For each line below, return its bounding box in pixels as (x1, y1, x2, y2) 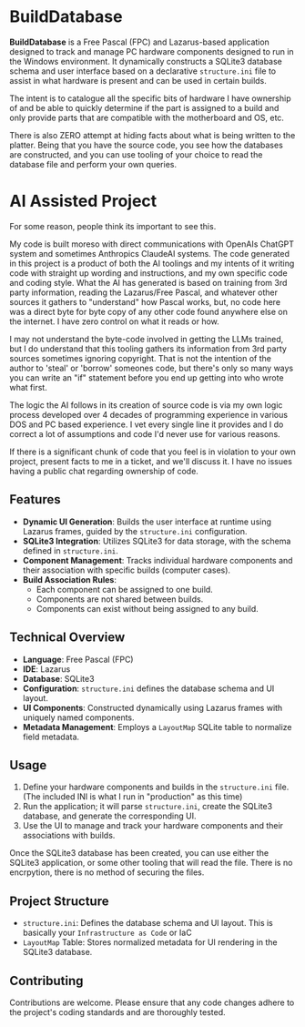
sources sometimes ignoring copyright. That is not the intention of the (9, 352, 271, 363)
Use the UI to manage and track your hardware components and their (22, 820, 284, 831)
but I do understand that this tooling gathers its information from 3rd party (9, 343, 287, 354)
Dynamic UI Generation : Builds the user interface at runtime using (22, 516, 271, 527)
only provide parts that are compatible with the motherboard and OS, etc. (9, 112, 285, 123)
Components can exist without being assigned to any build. (36, 603, 259, 614)
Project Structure (9, 893, 109, 909)
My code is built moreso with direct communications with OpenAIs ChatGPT (9, 239, 294, 249)
